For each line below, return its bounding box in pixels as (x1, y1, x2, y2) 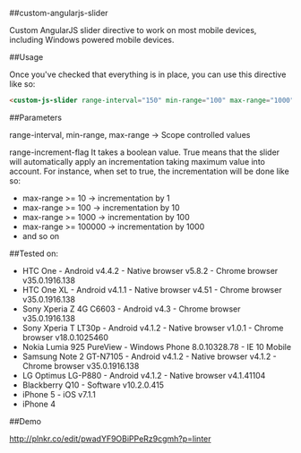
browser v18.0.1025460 (21, 331, 109, 343)
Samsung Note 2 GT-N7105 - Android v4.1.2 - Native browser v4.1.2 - (21, 351, 278, 362)
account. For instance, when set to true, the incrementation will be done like (9, 166, 289, 176)
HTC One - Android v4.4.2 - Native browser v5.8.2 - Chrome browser (21, 265, 279, 276)
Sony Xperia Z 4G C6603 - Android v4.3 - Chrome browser (21, 303, 241, 314)
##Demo (9, 415, 42, 426)
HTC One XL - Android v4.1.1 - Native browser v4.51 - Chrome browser (21, 284, 282, 295)
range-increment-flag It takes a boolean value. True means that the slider (9, 147, 280, 158)
